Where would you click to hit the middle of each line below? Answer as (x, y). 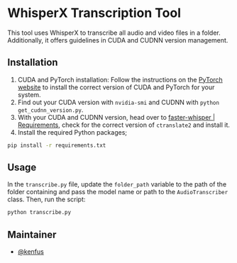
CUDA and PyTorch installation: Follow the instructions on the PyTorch (120, 79)
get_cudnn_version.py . (50, 110)
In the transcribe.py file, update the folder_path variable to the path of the (117, 184)
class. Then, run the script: (46, 199)
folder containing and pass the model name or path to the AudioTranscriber (118, 192)
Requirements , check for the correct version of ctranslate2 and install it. (124, 125)
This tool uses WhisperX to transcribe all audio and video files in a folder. (114, 33)
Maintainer (32, 234)
